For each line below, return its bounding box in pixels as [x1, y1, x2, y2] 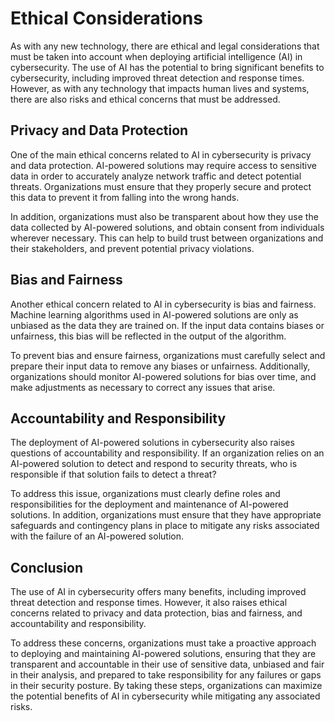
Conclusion [10, 559, 84, 576]
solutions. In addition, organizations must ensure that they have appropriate [10, 509, 322, 521]
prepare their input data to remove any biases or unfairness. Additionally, [10, 360, 311, 372]
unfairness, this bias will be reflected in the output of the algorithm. [10, 330, 287, 342]
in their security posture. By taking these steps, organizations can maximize [10, 680, 323, 692]
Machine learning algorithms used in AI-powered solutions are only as [10, 308, 299, 321]
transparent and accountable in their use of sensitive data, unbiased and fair [10, 658, 325, 671]
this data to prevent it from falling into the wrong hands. [10, 191, 240, 203]
